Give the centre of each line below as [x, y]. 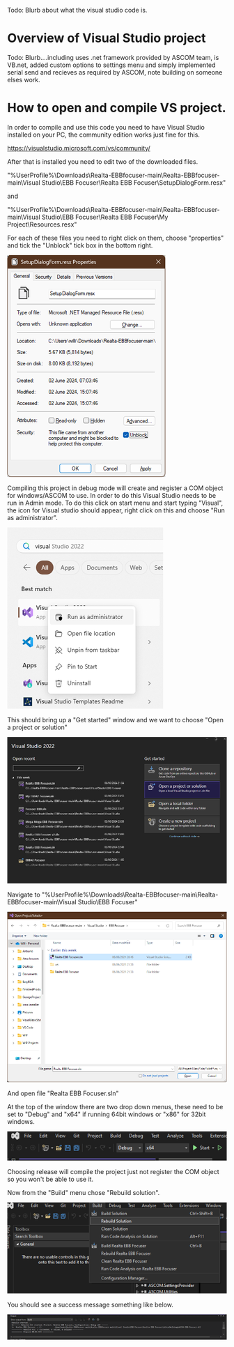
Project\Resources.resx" [42, 224]
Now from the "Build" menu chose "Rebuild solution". [84, 1193]
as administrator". [32, 517]
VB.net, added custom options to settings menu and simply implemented [111, 65]
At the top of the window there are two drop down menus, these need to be [115, 1106]
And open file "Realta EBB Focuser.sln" [63, 1093]
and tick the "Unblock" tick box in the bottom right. [80, 245]
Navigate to [24, 895]
